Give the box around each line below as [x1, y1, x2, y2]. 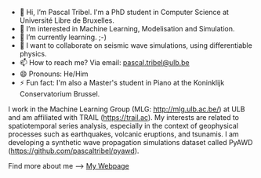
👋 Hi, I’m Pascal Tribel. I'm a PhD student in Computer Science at [19, 8, 230, 16]
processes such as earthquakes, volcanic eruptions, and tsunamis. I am [8, 129, 239, 139]
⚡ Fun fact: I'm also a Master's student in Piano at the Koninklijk [19, 78, 225, 87]
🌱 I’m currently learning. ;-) [19, 32, 107, 42]
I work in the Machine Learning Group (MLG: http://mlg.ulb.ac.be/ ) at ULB [8, 104, 245, 114]
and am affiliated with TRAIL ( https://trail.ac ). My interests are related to [8, 113, 240, 122]
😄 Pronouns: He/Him [19, 69, 89, 78]
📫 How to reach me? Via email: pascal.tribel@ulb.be [19, 58, 190, 67]
